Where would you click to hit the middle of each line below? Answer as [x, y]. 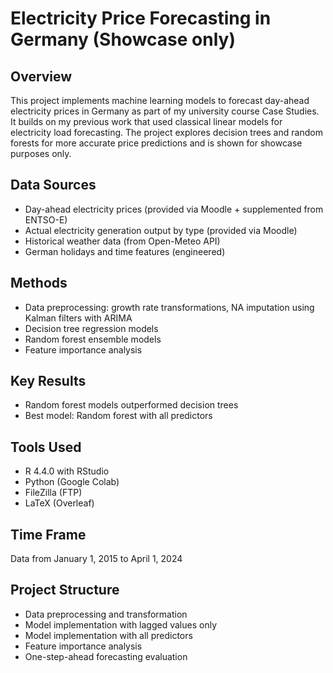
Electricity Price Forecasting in [141, 18]
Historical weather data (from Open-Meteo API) [122, 241]
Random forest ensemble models [93, 339]
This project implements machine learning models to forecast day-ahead [160, 100]
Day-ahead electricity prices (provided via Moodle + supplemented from [174, 209]
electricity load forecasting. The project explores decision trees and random [166, 132]
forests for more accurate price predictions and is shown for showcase [156, 143]
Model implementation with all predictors [108, 635]
